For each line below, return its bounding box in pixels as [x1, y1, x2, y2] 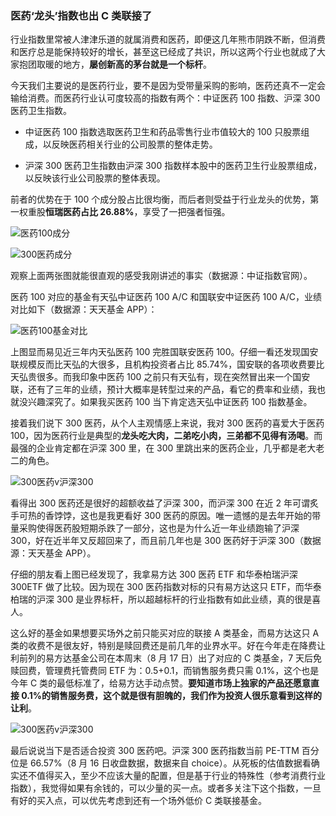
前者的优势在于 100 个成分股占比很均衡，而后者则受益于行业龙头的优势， [10, 193, 311, 206]
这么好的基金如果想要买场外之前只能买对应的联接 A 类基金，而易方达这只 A [10, 627, 320, 639]
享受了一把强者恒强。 [142, 206, 231, 218]
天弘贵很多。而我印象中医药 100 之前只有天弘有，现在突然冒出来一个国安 [10, 371, 311, 383]
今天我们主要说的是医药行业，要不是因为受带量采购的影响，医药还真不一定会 [10, 80, 326, 92]
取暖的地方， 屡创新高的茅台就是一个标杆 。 [36, 58, 212, 71]
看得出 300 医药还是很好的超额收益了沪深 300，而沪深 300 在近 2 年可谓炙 [10, 497, 320, 509]
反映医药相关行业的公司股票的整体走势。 [51, 138, 218, 151]
